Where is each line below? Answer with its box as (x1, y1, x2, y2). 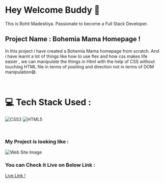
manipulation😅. (5, 69, 37, 75)
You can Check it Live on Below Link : (5, 161, 96, 168)
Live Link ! (5, 173, 26, 179)
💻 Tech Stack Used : (5, 96, 91, 108)
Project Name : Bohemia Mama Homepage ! (5, 35, 141, 43)
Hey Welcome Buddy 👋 (5, 4, 100, 16)
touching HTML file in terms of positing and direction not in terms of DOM (5, 63, 154, 69)
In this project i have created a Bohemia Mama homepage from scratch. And (5, 48, 160, 54)
